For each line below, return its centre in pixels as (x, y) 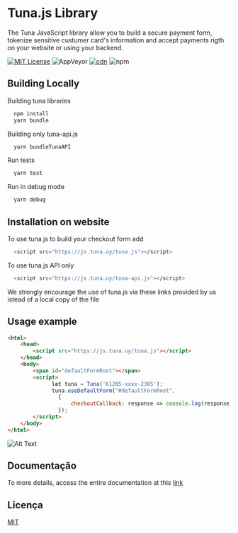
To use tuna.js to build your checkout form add (75, 239)
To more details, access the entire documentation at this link (95, 483)
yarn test (28, 173)
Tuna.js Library (53, 13)
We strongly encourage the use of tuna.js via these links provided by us (112, 292)
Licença (25, 505)
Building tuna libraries (39, 101)
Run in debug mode (36, 187)
